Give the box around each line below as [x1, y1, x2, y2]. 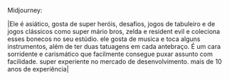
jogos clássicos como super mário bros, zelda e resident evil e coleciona [7, 28, 220, 35]
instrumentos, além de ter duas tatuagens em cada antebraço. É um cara [7, 42, 221, 50]
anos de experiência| [7, 65, 69, 73]
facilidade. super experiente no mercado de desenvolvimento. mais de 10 [7, 57, 222, 66]
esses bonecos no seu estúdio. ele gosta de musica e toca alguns [7, 35, 201, 43]
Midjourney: [7, 6, 43, 14]
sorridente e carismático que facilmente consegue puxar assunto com [7, 50, 213, 58]
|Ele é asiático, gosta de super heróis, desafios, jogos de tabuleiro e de [7, 20, 215, 28]
